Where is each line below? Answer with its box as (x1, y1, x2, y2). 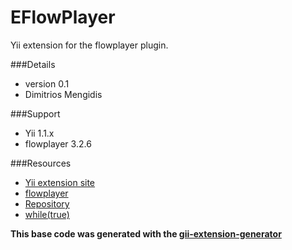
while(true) (24, 208, 70, 220)
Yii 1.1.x (24, 127, 55, 139)
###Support (10, 107, 61, 120)
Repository (24, 197, 70, 210)
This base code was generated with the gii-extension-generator (10, 227, 282, 240)
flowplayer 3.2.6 (24, 137, 92, 150)
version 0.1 (24, 77, 70, 90)
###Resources (10, 157, 72, 169)
